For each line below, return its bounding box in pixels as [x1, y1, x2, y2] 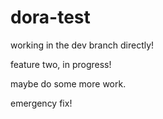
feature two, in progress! [10, 58, 112, 70]
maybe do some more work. [10, 77, 127, 90]
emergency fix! [10, 97, 73, 109]
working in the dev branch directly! [10, 39, 155, 51]
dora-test [10, 6, 91, 29]
